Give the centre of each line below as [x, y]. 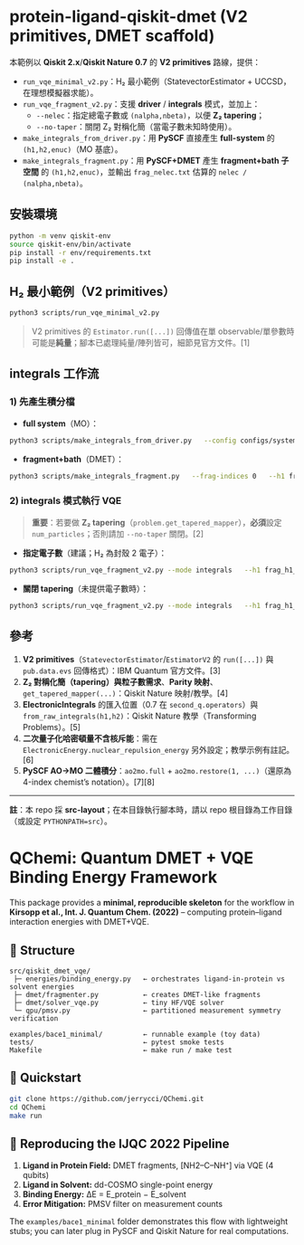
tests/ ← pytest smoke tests [117, 1042]
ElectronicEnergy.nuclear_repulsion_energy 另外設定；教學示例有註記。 [158, 750]
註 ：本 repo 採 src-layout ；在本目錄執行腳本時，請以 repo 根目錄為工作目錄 [151, 810]
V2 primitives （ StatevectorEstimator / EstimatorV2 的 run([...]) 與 [148, 660]
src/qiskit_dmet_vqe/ [50, 971]
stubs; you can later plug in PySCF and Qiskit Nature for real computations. [149, 1231]
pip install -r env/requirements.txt [81, 252]
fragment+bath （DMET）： [73, 459]
